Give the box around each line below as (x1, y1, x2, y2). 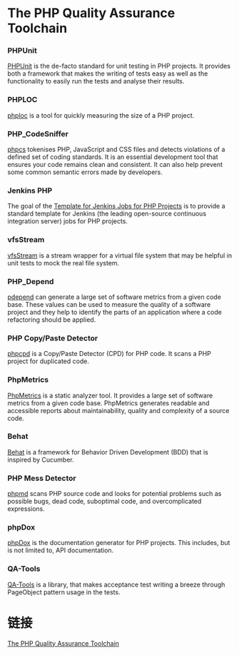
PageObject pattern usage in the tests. (7, 587, 121, 596)
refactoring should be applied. (7, 315, 96, 324)
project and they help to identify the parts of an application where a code (7, 308, 223, 316)
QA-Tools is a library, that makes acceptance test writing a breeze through (7, 580, 225, 589)
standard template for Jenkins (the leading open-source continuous (7, 209, 207, 218)
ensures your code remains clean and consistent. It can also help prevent (7, 161, 223, 169)
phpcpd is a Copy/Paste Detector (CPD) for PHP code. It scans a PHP (7, 350, 212, 358)
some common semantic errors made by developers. (7, 168, 163, 176)
